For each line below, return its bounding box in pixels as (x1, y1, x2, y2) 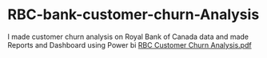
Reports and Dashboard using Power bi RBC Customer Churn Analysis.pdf (7, 40, 253, 49)
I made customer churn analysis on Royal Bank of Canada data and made (7, 32, 249, 41)
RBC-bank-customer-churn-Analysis (7, 6, 260, 24)
